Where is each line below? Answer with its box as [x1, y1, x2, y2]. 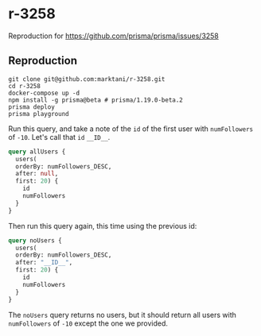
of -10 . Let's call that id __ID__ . [8, 132, 111, 141]
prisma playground [8, 110, 69, 118]
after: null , [15, 170, 59, 178]
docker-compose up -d [8, 89, 80, 97]
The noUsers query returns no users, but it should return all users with [8, 310, 236, 319]
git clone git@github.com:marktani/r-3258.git [8, 75, 166, 83]
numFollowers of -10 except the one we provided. [8, 319, 169, 328]
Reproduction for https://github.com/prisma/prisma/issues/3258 [8, 31, 219, 41]
